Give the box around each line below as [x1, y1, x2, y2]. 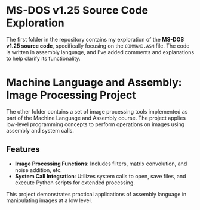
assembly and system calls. [6, 127, 75, 134]
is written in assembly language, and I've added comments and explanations [6, 48, 195, 55]
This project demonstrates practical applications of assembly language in [6, 190, 187, 198]
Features [6, 144, 40, 155]
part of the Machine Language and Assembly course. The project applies [6, 114, 186, 121]
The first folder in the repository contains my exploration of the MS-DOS [6, 36, 184, 43]
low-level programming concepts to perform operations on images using [6, 120, 185, 128]
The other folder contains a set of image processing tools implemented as [6, 108, 188, 115]
